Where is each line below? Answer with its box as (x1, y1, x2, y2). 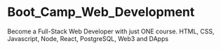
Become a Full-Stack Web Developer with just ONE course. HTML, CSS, (7, 27, 215, 35)
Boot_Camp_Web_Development (7, 4, 195, 20)
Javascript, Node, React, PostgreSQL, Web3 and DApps (7, 34, 169, 42)
